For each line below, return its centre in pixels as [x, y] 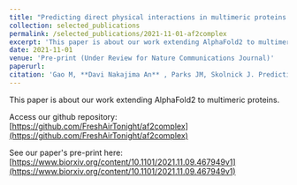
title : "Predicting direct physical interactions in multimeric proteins [148, 17]
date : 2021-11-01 [41, 50]
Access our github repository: [63, 116]
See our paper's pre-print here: [66, 152]
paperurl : [27, 67]
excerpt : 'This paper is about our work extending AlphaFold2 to [132, 42]
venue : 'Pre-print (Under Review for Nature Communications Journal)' [142, 58]
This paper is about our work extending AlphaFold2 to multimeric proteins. [145, 100]
